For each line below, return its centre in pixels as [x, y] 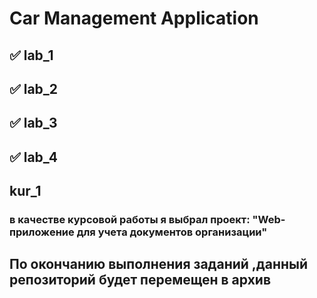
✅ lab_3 [33, 123]
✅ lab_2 [34, 88]
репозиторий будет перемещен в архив [140, 280]
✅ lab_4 [33, 157]
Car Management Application [134, 18]
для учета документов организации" [172, 232]
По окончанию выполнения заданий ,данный [158, 264]
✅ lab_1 [31, 55]
